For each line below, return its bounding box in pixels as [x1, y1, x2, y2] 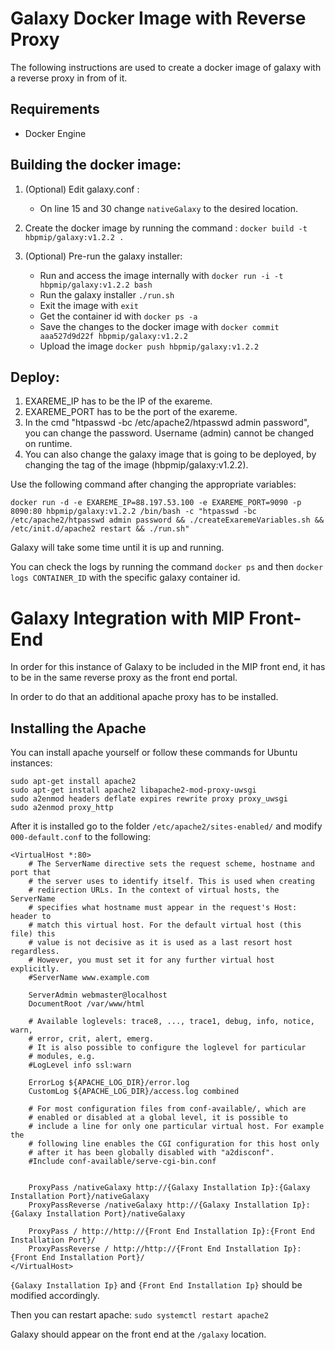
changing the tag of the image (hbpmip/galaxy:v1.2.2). [24, 459, 249, 471]
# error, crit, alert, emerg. [28, 1034, 155, 1044]
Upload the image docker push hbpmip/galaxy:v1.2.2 [39, 340, 260, 352]
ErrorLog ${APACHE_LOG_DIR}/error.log [28, 1078, 190, 1088]
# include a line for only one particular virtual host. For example [28, 1122, 325, 1132]
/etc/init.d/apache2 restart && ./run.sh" [10, 524, 190, 534]
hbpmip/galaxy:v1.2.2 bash [39, 280, 153, 290]
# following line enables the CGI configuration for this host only [28, 1139, 320, 1149]
